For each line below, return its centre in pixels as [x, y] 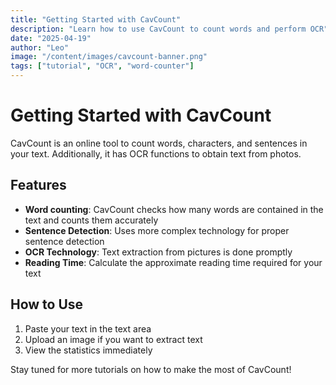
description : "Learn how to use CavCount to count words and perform [158, 29]
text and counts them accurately [91, 220]
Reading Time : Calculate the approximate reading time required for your [173, 262]
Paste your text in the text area [88, 328]
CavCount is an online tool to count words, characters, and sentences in [159, 143]
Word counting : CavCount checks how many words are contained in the [174, 209]
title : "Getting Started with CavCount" [96, 19]
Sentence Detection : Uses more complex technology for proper [157, 230]
